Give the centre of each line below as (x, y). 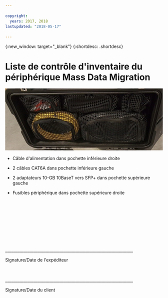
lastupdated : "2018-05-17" (33, 26)
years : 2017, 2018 (29, 21)
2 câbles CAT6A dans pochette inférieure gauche (63, 168)
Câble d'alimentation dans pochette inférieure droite (66, 158)
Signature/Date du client (30, 289)
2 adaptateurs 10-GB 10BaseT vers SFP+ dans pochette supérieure (81, 177)
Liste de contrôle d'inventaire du (74, 67)
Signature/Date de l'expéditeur (37, 259)
